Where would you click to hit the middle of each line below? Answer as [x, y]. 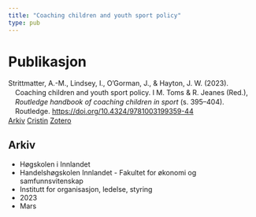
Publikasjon [47, 62]
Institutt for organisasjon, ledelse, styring [86, 189]
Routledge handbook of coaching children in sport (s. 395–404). [120, 102]
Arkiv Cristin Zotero [40, 120]
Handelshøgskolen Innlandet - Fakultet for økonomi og [108, 172]
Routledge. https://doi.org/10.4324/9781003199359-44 [105, 112]
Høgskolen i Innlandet [55, 164]
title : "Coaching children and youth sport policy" [95, 15]
